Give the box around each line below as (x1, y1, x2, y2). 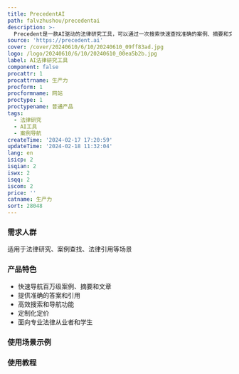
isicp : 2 (7, 156, 33, 164)
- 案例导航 (14, 130, 42, 137)
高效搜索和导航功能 (17, 300, 75, 308)
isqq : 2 (7, 176, 31, 183)
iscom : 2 (7, 182, 33, 189)
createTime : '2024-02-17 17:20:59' (7, 136, 113, 143)
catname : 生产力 (7, 196, 53, 203)
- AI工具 (14, 123, 38, 130)
